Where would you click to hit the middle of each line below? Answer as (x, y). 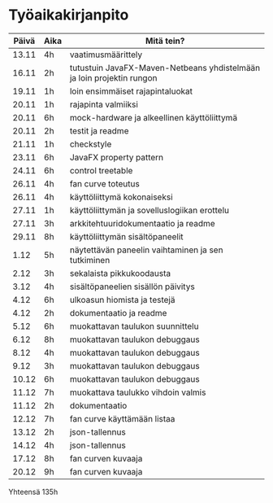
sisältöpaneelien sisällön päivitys (132, 286)
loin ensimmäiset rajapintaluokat (131, 91)
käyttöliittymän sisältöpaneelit (127, 236)
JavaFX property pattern (117, 157)
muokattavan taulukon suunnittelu (134, 326)
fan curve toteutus (104, 183)
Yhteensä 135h (33, 492)
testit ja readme (99, 130)
